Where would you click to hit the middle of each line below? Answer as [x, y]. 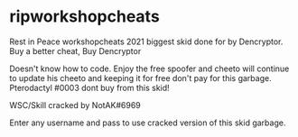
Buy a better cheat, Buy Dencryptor [75, 50]
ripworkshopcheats [84, 17]
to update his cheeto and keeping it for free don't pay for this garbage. [141, 78]
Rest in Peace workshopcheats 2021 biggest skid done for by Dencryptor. [146, 41]
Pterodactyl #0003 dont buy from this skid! [89, 87]
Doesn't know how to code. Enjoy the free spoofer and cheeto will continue [149, 68]
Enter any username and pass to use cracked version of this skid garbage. [148, 123]
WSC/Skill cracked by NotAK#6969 [75, 105]
